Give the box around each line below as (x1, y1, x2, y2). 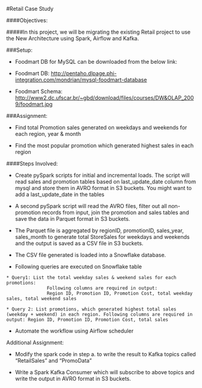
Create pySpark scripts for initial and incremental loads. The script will (14, 171, 190, 179)
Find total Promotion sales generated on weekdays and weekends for (14, 124, 188, 131)
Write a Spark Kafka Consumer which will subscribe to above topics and (14, 369, 195, 375)
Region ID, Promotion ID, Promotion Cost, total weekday (46, 291, 193, 297)
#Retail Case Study (6, 5, 54, 12)
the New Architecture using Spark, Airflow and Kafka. (6, 35, 139, 42)
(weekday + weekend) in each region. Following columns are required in (6, 312, 193, 318)
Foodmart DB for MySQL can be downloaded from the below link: (14, 58, 178, 65)
